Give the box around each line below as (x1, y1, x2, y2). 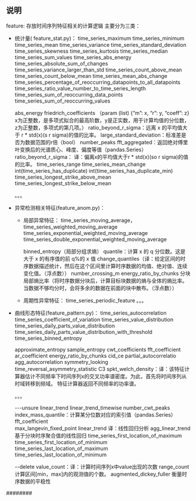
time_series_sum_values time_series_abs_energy (14, 53, 132, 60)
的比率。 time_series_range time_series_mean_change (14, 161, 146, 168)
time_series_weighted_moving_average (23, 223, 118, 230)
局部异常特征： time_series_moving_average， (23, 216, 136, 224)
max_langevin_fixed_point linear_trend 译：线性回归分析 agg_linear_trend (14, 424, 191, 432)
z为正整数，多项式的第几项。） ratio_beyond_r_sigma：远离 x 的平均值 (14, 124, 183, 131)
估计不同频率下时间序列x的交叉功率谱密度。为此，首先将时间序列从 (25, 373, 187, 380)
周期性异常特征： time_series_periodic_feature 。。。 (23, 296, 147, 304)
